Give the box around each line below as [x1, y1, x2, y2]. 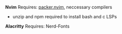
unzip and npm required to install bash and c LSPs [12, 14, 117, 19]
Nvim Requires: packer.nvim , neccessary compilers [5, 4, 112, 10]
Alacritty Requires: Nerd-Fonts [5, 23, 70, 29]
